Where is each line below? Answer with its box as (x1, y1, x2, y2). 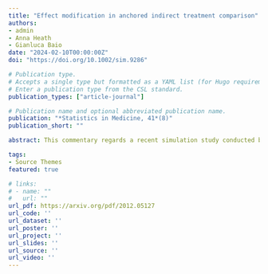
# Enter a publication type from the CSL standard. (8, 85, 183, 93)
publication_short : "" (8, 122, 84, 130)
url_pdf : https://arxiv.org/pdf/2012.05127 (8, 202, 156, 210)
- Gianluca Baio (8, 41, 62, 49)
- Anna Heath (8, 33, 52, 42)
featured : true (8, 165, 59, 174)
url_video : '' (8, 254, 56, 262)
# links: (8, 180, 37, 188)
